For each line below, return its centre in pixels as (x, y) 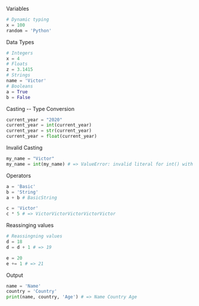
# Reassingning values (34, 236)
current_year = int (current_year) (49, 125)
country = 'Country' (32, 292)
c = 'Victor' (22, 208)
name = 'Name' (24, 286)
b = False (18, 97)
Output (15, 275)
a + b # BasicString (32, 197)
